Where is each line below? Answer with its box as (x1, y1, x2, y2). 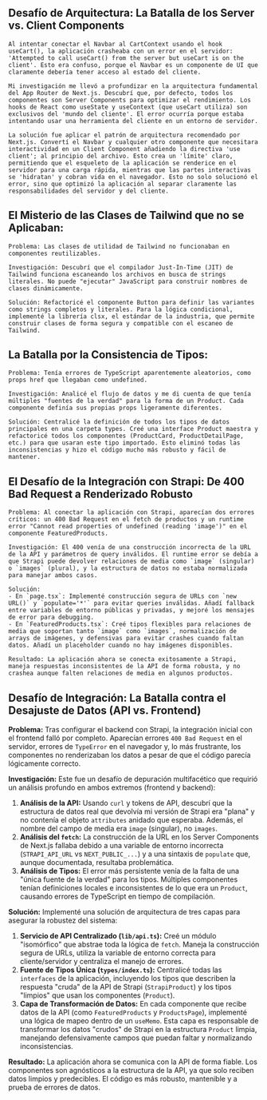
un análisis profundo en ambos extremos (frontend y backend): (8, 783, 216, 792)
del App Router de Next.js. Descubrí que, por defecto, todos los (8, 89, 234, 97)
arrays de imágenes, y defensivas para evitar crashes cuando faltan (8, 635, 245, 643)
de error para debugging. (8, 613, 94, 622)
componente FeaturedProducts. (8, 529, 109, 538)
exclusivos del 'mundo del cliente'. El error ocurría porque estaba (8, 110, 245, 118)
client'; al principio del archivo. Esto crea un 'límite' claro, (8, 152, 234, 160)
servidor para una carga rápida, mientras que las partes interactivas (8, 165, 251, 174)
